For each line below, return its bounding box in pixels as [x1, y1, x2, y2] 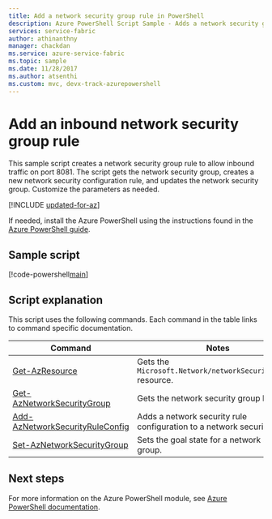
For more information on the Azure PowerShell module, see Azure [8, 493, 227, 503]
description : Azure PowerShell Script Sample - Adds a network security [8, 19, 259, 28]
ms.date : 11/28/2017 [8, 65, 79, 73]
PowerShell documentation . [8, 502, 100, 512]
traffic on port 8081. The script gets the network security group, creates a [8, 167, 255, 177]
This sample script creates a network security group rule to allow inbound [8, 159, 255, 169]
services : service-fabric [8, 27, 96, 35]
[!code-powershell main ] [8, 269, 89, 280]
